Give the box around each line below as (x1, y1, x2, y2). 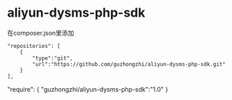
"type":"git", (32, 54, 73, 62)
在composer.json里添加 (7, 28, 75, 37)
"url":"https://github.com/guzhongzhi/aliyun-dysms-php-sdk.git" (32, 60, 226, 67)
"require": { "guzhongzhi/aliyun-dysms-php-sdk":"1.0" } (7, 85, 169, 93)
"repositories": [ (7, 42, 61, 49)
